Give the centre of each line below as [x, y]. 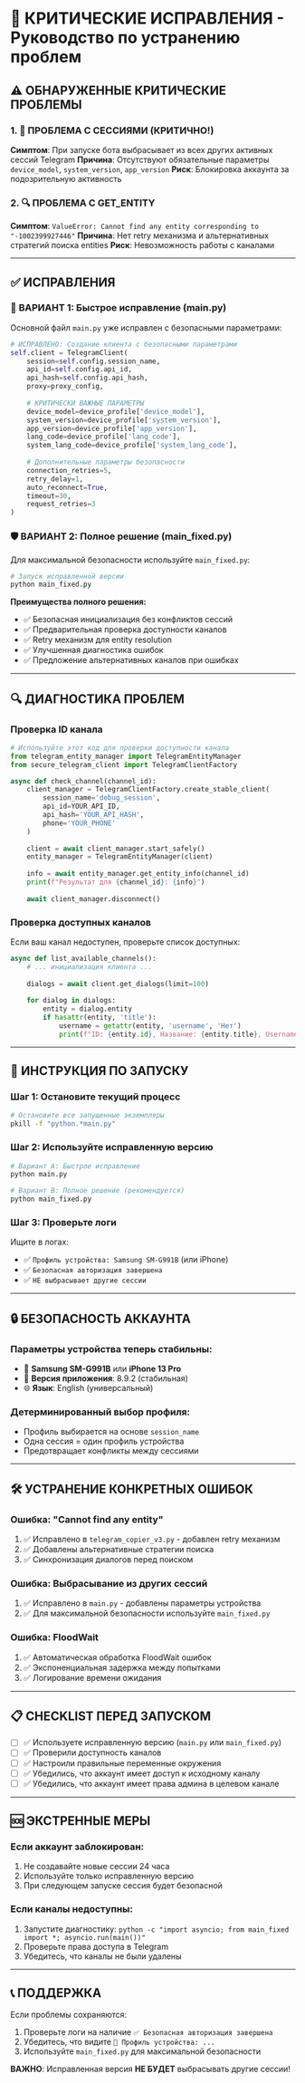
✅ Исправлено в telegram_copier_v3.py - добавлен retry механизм [152, 1539]
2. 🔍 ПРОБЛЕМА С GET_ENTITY [83, 203]
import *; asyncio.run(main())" [84, 1937]
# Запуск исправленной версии [67, 576]
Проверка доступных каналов [81, 922]
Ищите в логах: [39, 1242]
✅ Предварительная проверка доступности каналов [125, 629]
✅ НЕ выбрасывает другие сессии [85, 1280]
